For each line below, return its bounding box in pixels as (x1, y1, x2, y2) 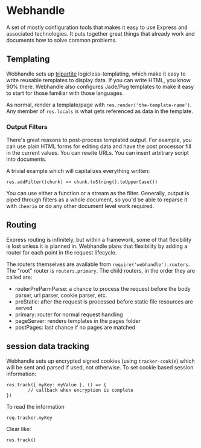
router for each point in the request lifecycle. (6, 248, 117, 256)
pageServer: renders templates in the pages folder (14, 317, 141, 324)
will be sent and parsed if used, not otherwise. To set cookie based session (6, 363, 194, 371)
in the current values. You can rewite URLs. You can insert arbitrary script (6, 149, 189, 157)
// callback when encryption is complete (28, 387, 134, 393)
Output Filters (6, 122, 48, 131)
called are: (6, 273, 33, 281)
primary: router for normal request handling (14, 311, 123, 318)
